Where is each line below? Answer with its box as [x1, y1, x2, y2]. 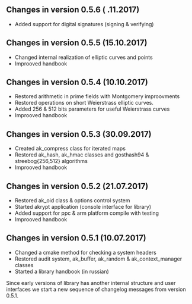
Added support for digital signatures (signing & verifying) [14, 20, 154, 27]
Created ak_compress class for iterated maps [14, 145, 126, 152]
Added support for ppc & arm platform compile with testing [14, 209, 159, 217]
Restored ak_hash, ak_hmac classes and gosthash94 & [14, 151, 149, 158]
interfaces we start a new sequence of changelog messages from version [6, 286, 186, 293]
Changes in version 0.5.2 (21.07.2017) [6, 181, 149, 191]
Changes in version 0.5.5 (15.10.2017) [6, 38, 148, 48]
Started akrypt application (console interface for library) [14, 203, 152, 211]
